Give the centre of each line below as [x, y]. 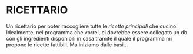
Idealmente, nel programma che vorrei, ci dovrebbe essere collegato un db [97, 32]
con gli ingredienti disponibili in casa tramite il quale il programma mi [89, 38]
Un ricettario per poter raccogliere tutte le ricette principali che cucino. [92, 26]
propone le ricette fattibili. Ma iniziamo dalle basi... [67, 45]
